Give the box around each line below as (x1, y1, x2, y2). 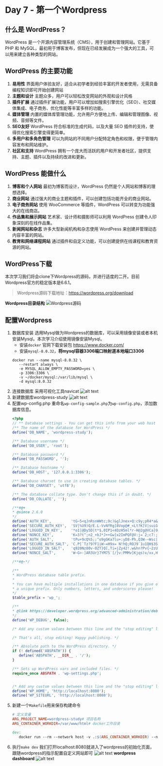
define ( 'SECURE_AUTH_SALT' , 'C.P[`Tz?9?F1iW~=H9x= (12, 542, 117, 546)
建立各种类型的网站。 (17, 52, 61, 57)
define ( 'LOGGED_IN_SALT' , (12, 546, 65, 551)
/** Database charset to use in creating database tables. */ (12, 479, 141, 484)
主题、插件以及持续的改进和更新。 (20, 154, 89, 160)
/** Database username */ (12, 439, 65, 444)
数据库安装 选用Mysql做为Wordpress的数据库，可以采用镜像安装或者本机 (12, 330, 158, 336)
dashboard (12, 755, 35, 761)
